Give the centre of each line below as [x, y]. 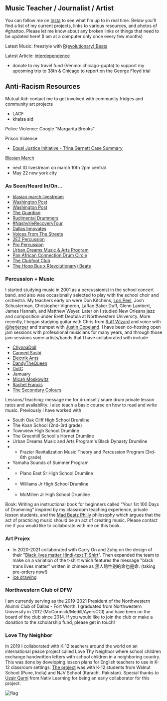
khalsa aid [23, 119]
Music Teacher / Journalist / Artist [59, 8]
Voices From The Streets [38, 234]
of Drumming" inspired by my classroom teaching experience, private [77, 510]
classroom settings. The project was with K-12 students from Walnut [81, 667]
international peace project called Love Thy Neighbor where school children [83, 651]
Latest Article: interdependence [38, 56]
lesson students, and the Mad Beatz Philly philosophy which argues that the [83, 515]
